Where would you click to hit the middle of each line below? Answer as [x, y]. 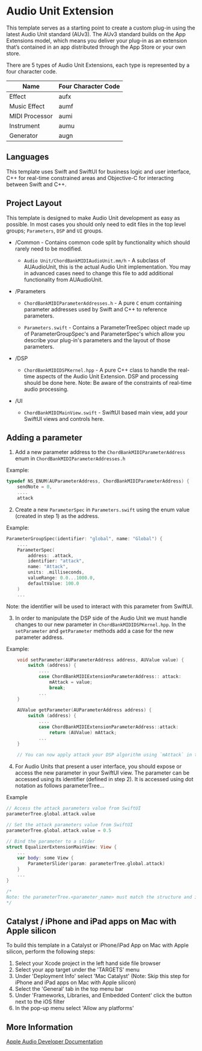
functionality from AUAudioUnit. [63, 279]
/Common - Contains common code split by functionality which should [103, 242]
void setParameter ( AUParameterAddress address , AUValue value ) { [101, 660]
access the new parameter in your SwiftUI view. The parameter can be [102, 773]
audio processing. [46, 389]
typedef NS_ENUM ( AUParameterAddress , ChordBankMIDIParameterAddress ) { [98, 481]
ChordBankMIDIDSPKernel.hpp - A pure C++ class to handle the [100, 370]
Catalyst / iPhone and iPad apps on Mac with [91, 921]
